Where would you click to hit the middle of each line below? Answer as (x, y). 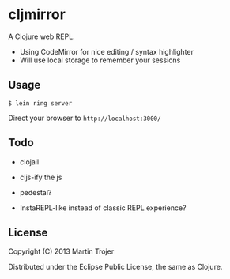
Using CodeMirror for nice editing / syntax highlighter (106, 51)
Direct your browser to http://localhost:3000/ (85, 118)
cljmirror (37, 15)
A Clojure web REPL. (41, 36)
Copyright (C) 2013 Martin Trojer (61, 251)
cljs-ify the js (41, 177)
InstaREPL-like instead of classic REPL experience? (103, 208)
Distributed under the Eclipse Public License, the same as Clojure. (115, 267)
